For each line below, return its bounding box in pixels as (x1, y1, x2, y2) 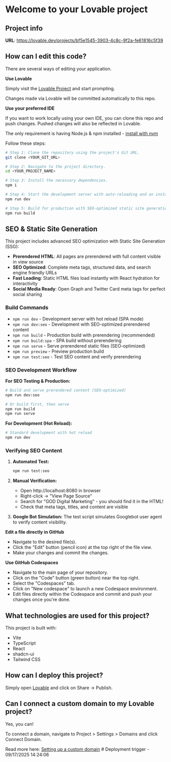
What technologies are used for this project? (5, 611, 150, 620)
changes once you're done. (12, 596, 71, 602)
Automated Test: (12, 459, 49, 465)
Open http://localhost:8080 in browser (20, 488, 101, 494)
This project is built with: (5, 625, 57, 631)
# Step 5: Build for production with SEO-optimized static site (5, 205, 145, 211)
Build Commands (5, 304, 49, 311)
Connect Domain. (5, 736, 42, 742)
